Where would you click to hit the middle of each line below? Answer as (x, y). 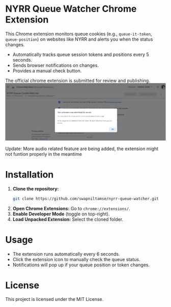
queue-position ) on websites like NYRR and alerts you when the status (79, 39)
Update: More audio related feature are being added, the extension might (82, 149)
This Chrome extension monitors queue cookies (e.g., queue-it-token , (79, 34)
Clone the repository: (36, 188)
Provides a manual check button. (47, 71)
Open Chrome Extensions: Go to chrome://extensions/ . (72, 208)
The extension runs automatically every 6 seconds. (66, 254)
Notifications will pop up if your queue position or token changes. (81, 265)
